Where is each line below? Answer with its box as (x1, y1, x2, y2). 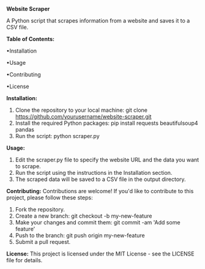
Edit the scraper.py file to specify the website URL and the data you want (15, 156, 199, 163)
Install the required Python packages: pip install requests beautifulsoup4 (15, 119, 198, 127)
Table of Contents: (6, 35, 55, 42)
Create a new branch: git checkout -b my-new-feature (15, 212, 152, 219)
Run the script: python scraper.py (15, 133, 100, 139)
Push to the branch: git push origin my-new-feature (15, 232, 145, 239)
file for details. (6, 257, 43, 263)
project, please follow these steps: (6, 194, 93, 201)
